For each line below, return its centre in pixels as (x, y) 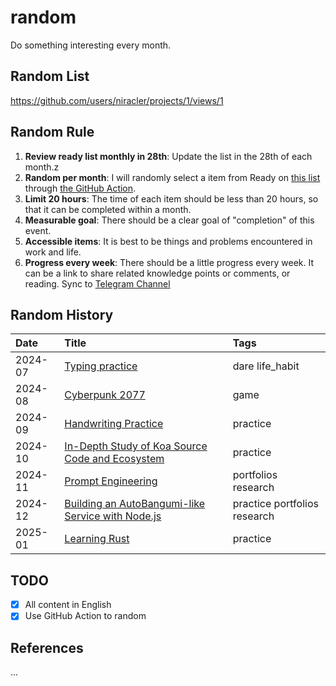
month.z (42, 167)
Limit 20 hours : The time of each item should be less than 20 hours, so (171, 198)
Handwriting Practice (114, 424)
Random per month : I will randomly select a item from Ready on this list (172, 177)
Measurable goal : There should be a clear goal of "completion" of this (169, 220)
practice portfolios (275, 504)
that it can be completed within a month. (108, 209)
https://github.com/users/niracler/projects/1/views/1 (117, 100)
